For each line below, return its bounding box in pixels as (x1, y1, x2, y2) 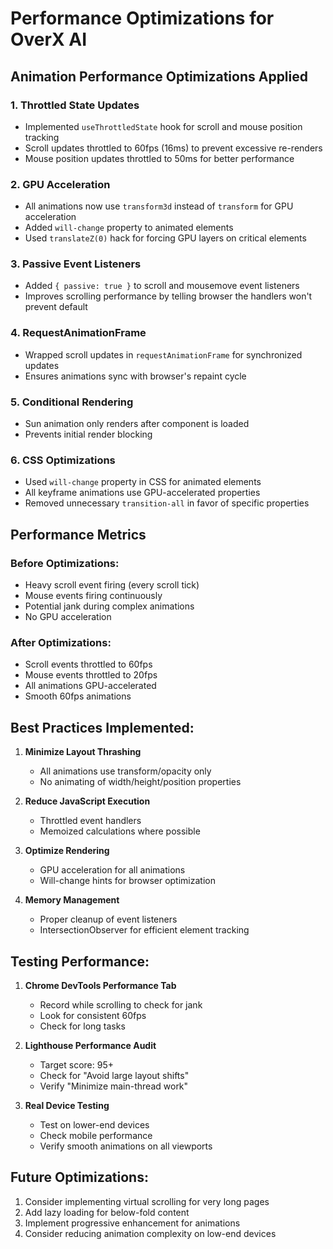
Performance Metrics (10, 526, 147, 543)
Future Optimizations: (10, 1169, 149, 1186)
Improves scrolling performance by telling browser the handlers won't (24, 290, 313, 302)
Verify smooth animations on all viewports (39, 1140, 213, 1152)
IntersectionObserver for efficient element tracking (39, 924, 250, 936)
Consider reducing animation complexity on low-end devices (24, 1227, 277, 1239)
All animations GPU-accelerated (24, 680, 157, 692)
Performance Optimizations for (10, 7, 275, 30)
